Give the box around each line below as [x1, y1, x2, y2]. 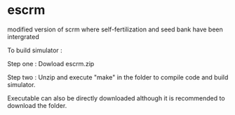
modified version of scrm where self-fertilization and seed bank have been [7, 25, 223, 33]
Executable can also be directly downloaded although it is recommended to [7, 93, 226, 102]
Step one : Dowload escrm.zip [7, 59, 95, 68]
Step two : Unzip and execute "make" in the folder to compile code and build [7, 72, 229, 82]
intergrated [7, 32, 40, 40]
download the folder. [7, 101, 67, 109]
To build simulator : [7, 46, 63, 54]
